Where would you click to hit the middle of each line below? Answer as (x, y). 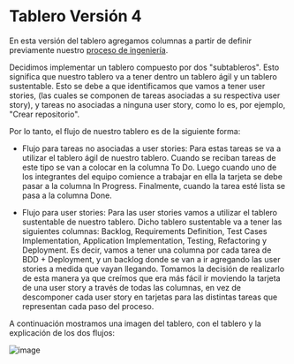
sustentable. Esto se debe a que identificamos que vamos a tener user (137, 86)
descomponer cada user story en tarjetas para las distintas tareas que (150, 297)
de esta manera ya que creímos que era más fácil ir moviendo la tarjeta (151, 278)
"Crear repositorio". (45, 114)
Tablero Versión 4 (76, 16)
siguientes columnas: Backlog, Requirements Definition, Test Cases (144, 231)
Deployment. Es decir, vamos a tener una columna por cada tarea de (147, 250)
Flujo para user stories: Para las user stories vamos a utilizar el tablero (150, 212)
